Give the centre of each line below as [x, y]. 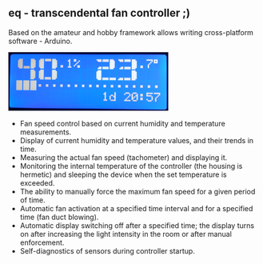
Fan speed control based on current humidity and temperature [122, 123]
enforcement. [42, 242]
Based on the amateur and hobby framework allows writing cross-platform [131, 32]
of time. [32, 200]
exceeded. [37, 182]
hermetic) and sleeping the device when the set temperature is [123, 174]
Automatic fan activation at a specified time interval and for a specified [136, 208]
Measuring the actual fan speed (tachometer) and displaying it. [124, 157]
